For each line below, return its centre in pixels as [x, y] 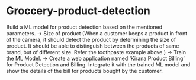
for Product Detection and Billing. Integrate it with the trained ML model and [98, 64]
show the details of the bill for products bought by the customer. [84, 71]
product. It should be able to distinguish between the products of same [93, 46]
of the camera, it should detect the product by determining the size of [91, 39]
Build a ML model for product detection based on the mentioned [84, 27]
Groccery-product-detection [78, 11]
